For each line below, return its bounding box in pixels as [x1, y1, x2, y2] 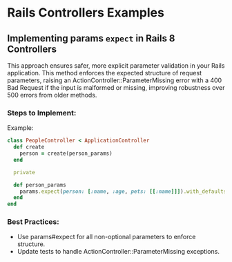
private [13, 169, 36, 176]
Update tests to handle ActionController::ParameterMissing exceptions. [17, 247, 220, 256]
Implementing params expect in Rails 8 [7, 32, 175, 44]
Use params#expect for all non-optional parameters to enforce [17, 233, 196, 241]
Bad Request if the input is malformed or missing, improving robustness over [7, 84, 225, 91]
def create [13, 144, 45, 151]
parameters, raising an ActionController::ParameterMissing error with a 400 [7, 76, 222, 84]
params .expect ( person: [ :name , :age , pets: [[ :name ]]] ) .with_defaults [19, 188, 227, 195]
